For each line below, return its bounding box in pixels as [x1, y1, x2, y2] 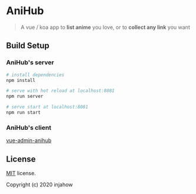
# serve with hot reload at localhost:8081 [6, 88, 115, 94]
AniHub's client [6, 123, 52, 131]
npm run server [6, 93, 44, 100]
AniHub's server [6, 58, 54, 67]
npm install [6, 77, 35, 83]
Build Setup [6, 41, 50, 51]
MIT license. [6, 169, 37, 176]
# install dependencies [6, 72, 65, 78]
